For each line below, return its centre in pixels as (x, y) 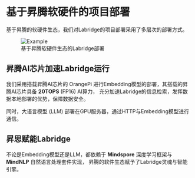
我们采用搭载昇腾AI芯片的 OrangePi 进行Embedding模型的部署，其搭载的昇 (97, 84)
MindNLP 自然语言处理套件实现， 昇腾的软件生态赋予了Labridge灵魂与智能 (97, 161)
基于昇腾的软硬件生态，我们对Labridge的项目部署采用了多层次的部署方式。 (97, 29)
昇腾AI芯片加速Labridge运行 (58, 69)
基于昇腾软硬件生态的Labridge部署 (63, 48)
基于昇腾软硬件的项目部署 (68, 12)
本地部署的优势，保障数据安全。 (50, 98)
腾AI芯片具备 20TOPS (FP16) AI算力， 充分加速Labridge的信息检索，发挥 (95, 91)
